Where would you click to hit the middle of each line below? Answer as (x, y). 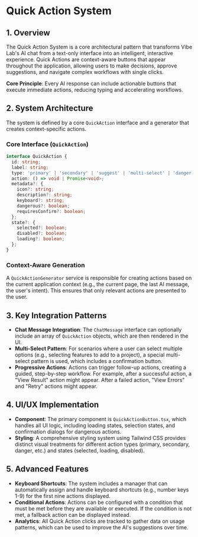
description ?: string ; (45, 195)
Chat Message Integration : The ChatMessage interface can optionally (98, 329)
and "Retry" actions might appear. (56, 386)
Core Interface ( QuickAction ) (47, 144)
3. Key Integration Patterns (57, 316)
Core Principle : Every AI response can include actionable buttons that (91, 83)
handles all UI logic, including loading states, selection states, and (95, 425)
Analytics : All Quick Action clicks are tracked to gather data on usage (100, 521)
